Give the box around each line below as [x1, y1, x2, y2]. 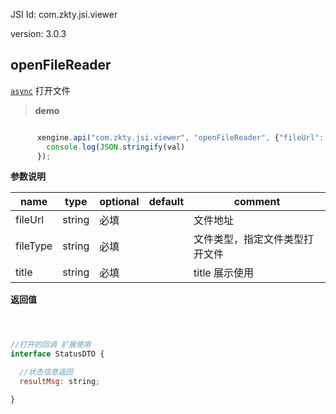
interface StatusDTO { [10, 349, 105, 359]
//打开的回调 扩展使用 [10, 340, 92, 350]
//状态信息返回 [19, 367, 73, 378]
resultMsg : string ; [19, 377, 101, 387]
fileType [15, 239, 53, 253]
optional [99, 195, 140, 209]
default [148, 195, 185, 209]
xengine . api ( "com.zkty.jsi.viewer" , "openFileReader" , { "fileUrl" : [36, 132, 325, 143]
